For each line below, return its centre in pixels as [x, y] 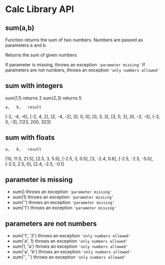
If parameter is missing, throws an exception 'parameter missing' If [75, 65]
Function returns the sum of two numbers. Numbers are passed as [74, 40]
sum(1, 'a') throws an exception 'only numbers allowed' [70, 246]
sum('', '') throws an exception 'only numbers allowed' [69, 257]
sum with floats [30, 138]
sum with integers [34, 86]
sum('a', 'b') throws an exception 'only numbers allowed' [72, 252]
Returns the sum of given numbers [41, 55]
